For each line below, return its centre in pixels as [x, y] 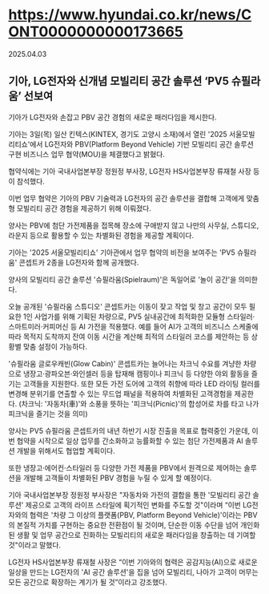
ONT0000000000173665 [96, 32]
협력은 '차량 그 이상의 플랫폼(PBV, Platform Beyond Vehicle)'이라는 [135, 515]
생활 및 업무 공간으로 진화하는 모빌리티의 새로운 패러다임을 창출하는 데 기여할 [136, 535]
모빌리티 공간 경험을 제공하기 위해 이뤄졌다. [84, 208]
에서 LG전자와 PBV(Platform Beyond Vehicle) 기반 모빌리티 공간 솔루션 [141, 144]
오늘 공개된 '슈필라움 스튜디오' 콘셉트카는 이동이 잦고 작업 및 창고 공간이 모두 [128, 306]
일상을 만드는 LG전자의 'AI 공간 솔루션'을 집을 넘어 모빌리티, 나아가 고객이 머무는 [133, 572]
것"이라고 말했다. [35, 545]
